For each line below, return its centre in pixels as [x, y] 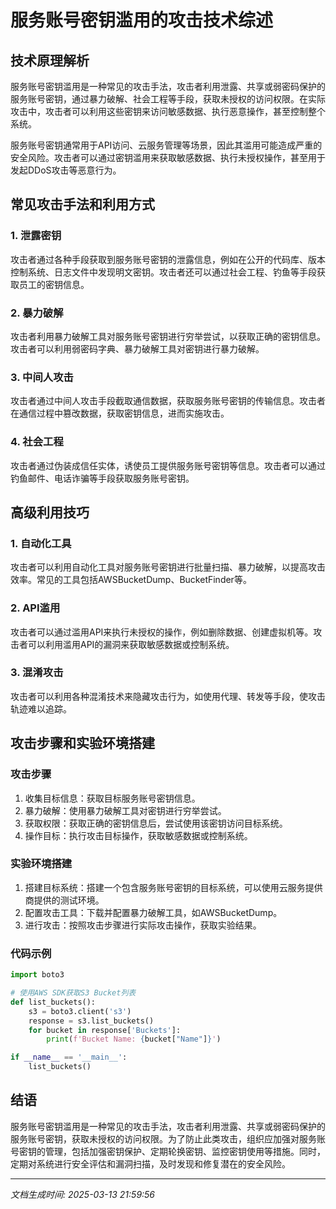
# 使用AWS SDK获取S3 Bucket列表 [73, 993]
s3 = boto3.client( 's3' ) [80, 1011]
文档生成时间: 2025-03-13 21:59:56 [83, 1194]
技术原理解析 [50, 60]
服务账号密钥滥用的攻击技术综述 [142, 20]
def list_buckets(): [53, 1002]
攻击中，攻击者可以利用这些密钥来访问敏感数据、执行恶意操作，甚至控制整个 [168, 111]
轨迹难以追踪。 [41, 708]
